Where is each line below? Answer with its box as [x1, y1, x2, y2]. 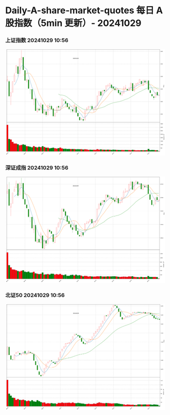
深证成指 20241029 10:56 [5, 164, 69, 171]
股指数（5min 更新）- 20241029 [5, 17, 142, 29]
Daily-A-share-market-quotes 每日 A [5, 5, 163, 16]
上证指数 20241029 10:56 [5, 37, 69, 44]
